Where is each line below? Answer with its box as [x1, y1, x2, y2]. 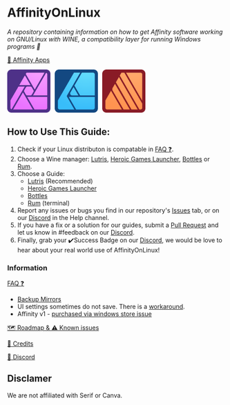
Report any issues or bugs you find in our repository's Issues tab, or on [17, 206, 220, 215]
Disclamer [7, 373, 52, 384]
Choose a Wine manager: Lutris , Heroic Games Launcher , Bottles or [17, 155, 210, 163]
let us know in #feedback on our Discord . [17, 228, 135, 236]
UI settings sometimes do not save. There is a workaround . [17, 302, 185, 311]
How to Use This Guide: [7, 126, 111, 138]
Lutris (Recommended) [27, 177, 93, 185]
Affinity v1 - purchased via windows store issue [17, 310, 152, 318]
